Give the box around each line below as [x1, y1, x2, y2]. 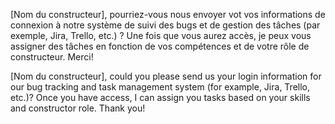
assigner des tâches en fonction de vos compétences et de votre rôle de [10, 40, 310, 52]
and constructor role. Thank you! [10, 102, 146, 114]
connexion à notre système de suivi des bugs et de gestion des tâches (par [10, 19, 321, 31]
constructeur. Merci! [10, 51, 94, 63]
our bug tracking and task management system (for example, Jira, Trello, [10, 81, 311, 93]
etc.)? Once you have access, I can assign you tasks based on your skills [10, 92, 311, 103]
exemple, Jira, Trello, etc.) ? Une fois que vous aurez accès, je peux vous [10, 30, 312, 41]
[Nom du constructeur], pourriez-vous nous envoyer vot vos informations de [10, 9, 326, 20]
